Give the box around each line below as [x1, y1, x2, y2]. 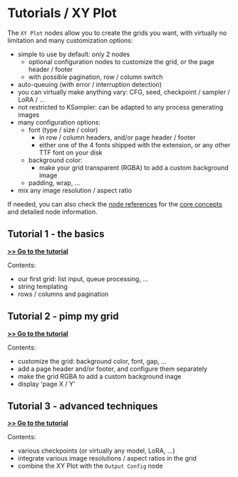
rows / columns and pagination [17, 290, 109, 298]
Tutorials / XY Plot [7, 5, 117, 21]
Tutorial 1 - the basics [7, 228, 105, 240]
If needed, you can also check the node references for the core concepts [7, 199, 222, 208]
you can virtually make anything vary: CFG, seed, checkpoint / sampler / [17, 88, 230, 96]
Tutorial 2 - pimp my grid [7, 310, 119, 323]
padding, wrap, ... [28, 178, 81, 187]
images [17, 110, 40, 119]
